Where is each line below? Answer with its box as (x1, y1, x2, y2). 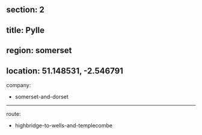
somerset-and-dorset (14, 93, 69, 100)
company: (6, 81, 31, 88)
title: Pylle (6, 25, 45, 35)
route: (6, 110, 21, 117)
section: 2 (6, 5, 45, 15)
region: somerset (6, 45, 72, 56)
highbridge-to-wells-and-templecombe (14, 122, 113, 129)
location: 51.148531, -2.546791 (6, 66, 123, 76)
